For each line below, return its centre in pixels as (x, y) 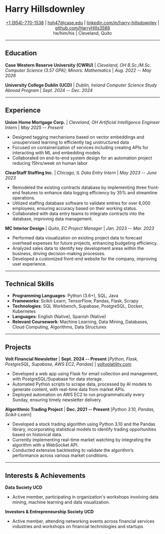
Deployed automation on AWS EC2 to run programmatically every (78, 395)
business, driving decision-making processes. (59, 253)
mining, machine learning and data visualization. (61, 502)
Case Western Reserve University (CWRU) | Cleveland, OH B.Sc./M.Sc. (78, 65)
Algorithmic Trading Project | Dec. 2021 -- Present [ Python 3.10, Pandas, (80, 410)
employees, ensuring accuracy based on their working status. (75, 208)
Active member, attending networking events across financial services (83, 521)
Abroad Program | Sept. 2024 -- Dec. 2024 (49, 90)
